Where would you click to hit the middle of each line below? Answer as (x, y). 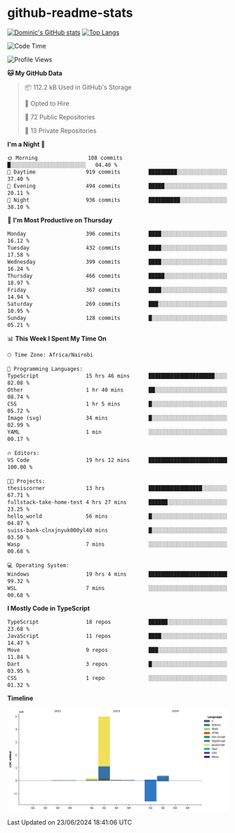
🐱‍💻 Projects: (26, 481)
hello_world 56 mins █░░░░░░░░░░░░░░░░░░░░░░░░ (117, 516)
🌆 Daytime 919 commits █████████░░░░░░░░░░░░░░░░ (117, 172)
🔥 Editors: (23, 453)
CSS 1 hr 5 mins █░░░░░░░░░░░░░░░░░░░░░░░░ (117, 404)
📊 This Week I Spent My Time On (57, 338)
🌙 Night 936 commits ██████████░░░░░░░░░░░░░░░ (117, 200)
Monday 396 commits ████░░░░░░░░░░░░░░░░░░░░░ (117, 234)
